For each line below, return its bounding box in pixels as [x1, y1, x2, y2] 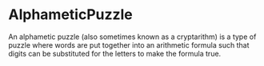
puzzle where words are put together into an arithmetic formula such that [8, 40, 250, 49]
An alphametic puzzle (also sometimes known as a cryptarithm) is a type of [8, 32, 257, 41]
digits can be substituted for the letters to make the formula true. [8, 49, 222, 58]
